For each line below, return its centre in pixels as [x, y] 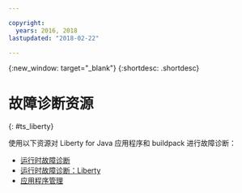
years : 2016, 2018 [47, 30]
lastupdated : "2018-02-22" [54, 38]
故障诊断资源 [51, 103]
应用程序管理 [41, 181]
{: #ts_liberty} [31, 127]
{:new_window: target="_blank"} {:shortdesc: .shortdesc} [104, 68]
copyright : [27, 23]
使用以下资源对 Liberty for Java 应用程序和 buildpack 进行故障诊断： [123, 144]
